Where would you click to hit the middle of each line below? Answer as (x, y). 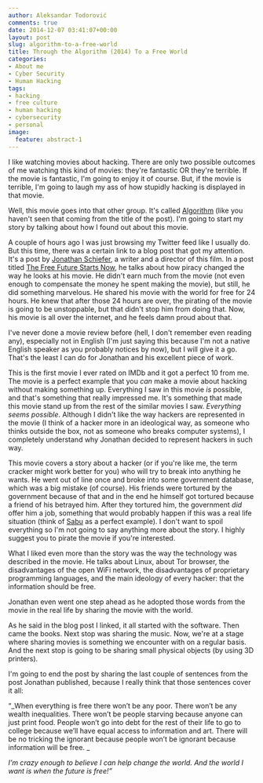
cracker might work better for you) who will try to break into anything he (125, 471)
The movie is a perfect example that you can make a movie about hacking (128, 381)
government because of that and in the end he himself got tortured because (131, 496)
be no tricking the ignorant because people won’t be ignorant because (122, 739)
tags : (17, 88)
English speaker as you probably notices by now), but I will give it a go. (123, 349)
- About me (26, 67)
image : (19, 132)
